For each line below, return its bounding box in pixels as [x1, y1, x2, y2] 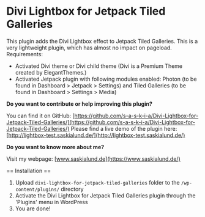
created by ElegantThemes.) [15, 68, 87, 76]
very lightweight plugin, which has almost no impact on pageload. [6, 44, 173, 51]
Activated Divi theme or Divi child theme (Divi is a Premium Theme [15, 62, 183, 70]
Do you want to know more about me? [6, 143, 105, 150]
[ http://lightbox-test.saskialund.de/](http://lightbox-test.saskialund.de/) [6, 131, 185, 139]
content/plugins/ [15, 186, 60, 193]
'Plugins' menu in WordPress [15, 198, 88, 205]
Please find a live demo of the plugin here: [70, 125, 177, 132]
